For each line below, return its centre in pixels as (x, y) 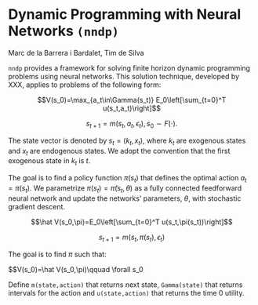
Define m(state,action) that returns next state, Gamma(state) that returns (125, 285)
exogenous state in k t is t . (49, 162)
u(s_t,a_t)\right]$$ (132, 108)
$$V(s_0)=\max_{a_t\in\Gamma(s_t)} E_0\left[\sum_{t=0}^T (132, 100)
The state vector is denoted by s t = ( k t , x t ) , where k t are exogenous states (127, 141)
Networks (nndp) (64, 31)
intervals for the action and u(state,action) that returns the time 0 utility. (126, 292)
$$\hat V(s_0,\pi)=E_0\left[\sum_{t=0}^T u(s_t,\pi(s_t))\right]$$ (132, 222)
